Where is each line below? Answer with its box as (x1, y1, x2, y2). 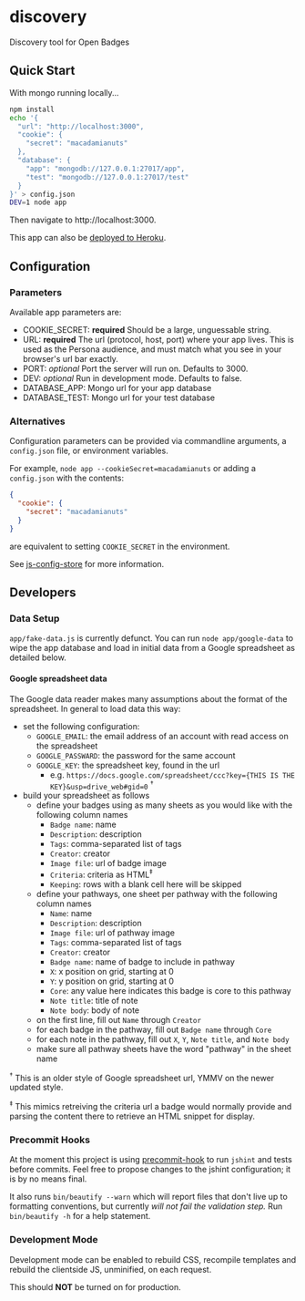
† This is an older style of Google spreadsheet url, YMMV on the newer (9, 1070, 275, 1083)
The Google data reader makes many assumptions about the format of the (9, 693, 288, 704)
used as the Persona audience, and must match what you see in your (22, 344, 282, 355)
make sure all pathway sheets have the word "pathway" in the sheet (36, 1043, 291, 1054)
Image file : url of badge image (49, 858, 167, 869)
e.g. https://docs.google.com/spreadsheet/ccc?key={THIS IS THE (49, 769, 296, 780)
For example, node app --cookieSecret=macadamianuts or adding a (9, 463, 257, 474)
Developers (9, 585, 76, 600)
